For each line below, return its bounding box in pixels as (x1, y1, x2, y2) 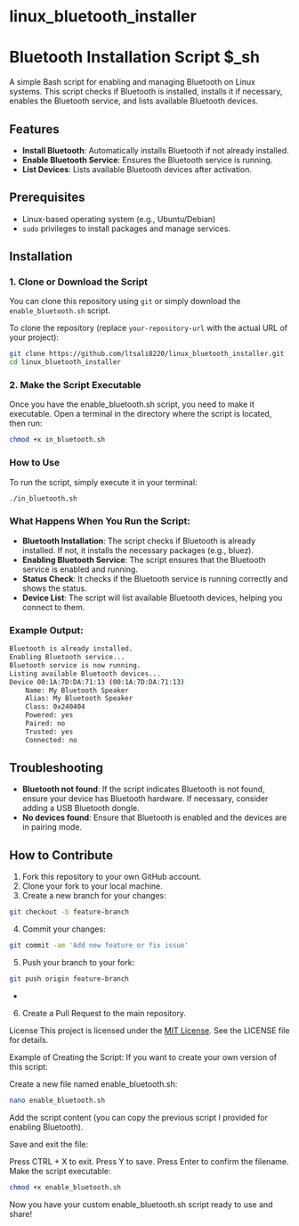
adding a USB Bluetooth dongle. (21, 803, 140, 814)
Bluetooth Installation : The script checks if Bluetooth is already (21, 535, 256, 546)
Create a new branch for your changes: (21, 891, 166, 901)
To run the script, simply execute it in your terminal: (9, 476, 198, 487)
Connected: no (25, 735, 77, 744)
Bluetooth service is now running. (9, 660, 141, 670)
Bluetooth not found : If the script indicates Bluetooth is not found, (21, 783, 265, 795)
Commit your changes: (21, 924, 106, 934)
